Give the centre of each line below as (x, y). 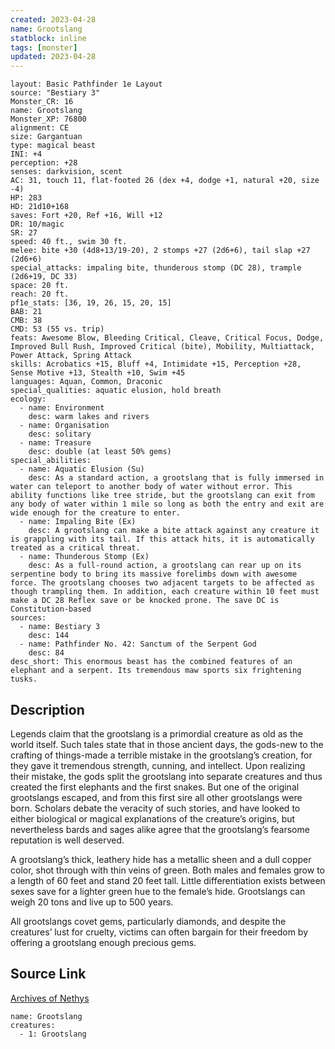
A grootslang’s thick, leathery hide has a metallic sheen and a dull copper (161, 859)
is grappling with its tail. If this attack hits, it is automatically (162, 539)
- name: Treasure (55, 443)
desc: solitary (60, 434)
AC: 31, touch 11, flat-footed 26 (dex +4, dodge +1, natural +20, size (165, 181)
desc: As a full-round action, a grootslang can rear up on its (165, 566)
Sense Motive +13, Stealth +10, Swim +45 (98, 373)
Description (47, 709)
